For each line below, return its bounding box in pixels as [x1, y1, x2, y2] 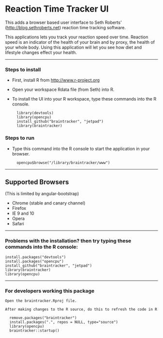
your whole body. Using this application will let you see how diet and [5, 44, 142, 50]
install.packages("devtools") [5, 254, 66, 259]
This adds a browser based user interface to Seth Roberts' [5, 19, 122, 25]
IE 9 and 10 [12, 210, 34, 217]
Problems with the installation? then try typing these [5, 237, 131, 244]
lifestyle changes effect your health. [5, 50, 77, 55]
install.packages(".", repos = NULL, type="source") [9, 320, 118, 324]
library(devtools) [16, 111, 54, 116]
